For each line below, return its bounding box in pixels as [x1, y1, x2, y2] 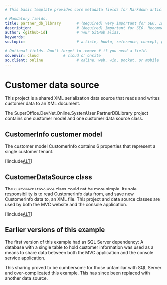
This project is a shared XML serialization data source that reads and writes [5, 95, 160, 101]
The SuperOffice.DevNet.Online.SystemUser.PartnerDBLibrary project [5, 110, 148, 116]
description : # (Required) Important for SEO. [5, 25, 146, 30]
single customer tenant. [5, 149, 54, 155]
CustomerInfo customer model [5, 130, 103, 138]
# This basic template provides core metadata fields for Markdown [5, 7, 148, 12]
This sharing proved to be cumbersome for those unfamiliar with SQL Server [5, 264, 162, 270]
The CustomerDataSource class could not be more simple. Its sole [5, 186, 137, 192]
